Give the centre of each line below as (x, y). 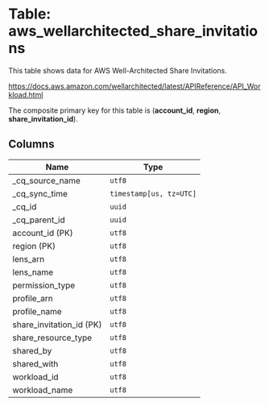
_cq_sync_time (40, 193)
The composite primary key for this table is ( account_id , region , (115, 110)
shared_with (35, 363)
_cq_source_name (46, 180)
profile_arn (33, 298)
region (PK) (34, 246)
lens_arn (29, 259)
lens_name (33, 272)
